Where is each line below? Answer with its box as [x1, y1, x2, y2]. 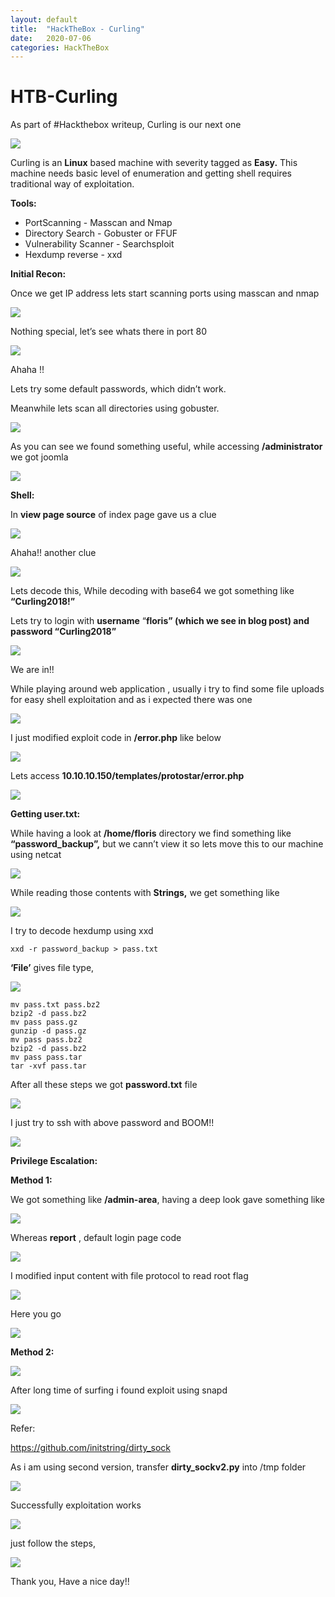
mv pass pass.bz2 [10, 1035, 83, 1045]
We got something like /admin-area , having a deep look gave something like [10, 1194, 325, 1206]
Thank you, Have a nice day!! [10, 1576, 130, 1588]
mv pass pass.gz [10, 1017, 78, 1028]
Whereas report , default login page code [10, 1232, 182, 1244]
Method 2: [10, 1346, 55, 1358]
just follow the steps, [10, 1537, 97, 1550]
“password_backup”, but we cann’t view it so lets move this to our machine [10, 838, 324, 850]
